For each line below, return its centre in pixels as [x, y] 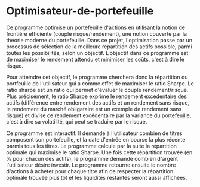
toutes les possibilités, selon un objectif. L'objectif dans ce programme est [97, 53]
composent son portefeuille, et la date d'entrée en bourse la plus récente [96, 139]
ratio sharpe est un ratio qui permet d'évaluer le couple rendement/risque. [97, 90]
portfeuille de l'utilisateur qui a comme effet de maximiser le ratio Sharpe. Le [100, 83]
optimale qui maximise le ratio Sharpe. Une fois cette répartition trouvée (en [99, 152]
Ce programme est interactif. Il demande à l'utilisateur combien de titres [94, 133]
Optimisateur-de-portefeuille [80, 11]
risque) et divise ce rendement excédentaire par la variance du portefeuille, [99, 115]
